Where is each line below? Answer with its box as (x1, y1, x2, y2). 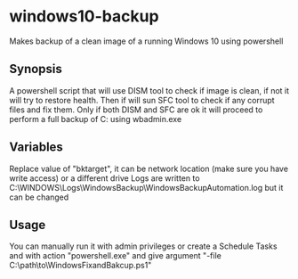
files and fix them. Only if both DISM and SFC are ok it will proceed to (9, 104, 263, 115)
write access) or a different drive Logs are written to (9, 172, 200, 184)
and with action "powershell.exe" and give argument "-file (9, 250, 222, 261)
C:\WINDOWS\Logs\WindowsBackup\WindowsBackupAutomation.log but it (9, 182, 284, 193)
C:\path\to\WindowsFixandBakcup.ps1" (9, 260, 152, 271)
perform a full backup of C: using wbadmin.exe (9, 113, 182, 124)
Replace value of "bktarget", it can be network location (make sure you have (9, 163, 289, 174)
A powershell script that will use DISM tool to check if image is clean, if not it (9, 85, 290, 95)
